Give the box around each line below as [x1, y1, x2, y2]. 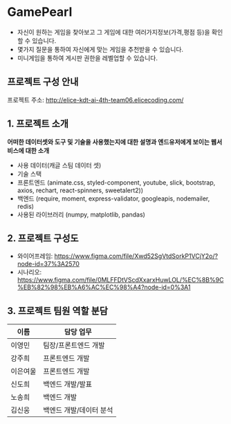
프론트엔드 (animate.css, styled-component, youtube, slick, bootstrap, [17, 178, 216, 187]
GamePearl [7, 4, 73, 20]
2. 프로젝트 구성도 [7, 232, 79, 244]
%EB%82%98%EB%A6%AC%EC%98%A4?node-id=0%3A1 [17, 283, 191, 291]
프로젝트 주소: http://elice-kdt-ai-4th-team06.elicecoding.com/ [7, 95, 184, 104]
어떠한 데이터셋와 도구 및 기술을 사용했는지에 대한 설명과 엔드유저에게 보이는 [7, 138, 210, 146]
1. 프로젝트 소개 [7, 118, 69, 130]
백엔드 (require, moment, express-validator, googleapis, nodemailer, [17, 194, 210, 203]
